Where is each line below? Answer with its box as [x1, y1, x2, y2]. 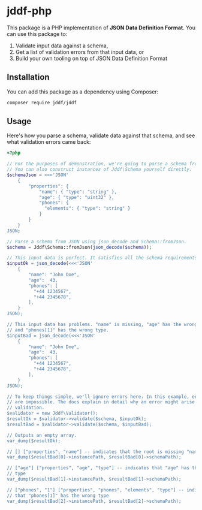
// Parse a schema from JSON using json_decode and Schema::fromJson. [7, 239, 187, 245]
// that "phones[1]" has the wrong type [7, 493, 110, 499]
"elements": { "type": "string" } [44, 206, 131, 212]
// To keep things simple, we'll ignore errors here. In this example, [7, 394, 189, 400]
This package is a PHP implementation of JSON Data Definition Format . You [7, 24, 195, 31]
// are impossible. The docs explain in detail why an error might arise [7, 399, 195, 405]
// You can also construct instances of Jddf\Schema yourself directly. [7, 167, 192, 173]
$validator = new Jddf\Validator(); [7, 411, 98, 417]
